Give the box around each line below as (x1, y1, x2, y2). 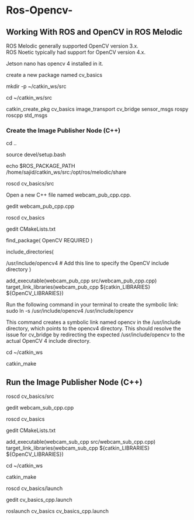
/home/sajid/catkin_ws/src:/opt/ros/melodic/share (6, 168, 127, 176)
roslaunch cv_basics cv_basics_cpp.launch (6, 508, 109, 515)
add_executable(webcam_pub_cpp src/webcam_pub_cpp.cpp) (6, 277, 157, 285)
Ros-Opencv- (6, 4, 73, 17)
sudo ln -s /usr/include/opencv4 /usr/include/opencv (6, 308, 134, 315)
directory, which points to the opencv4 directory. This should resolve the (6, 325, 181, 332)
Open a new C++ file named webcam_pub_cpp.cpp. (6, 191, 131, 198)
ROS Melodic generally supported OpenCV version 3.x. (6, 42, 138, 49)
